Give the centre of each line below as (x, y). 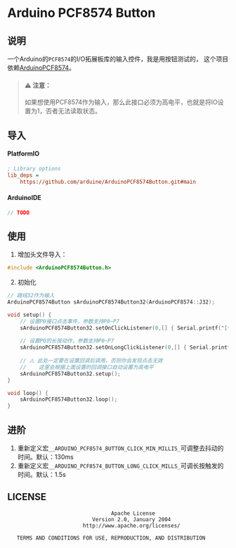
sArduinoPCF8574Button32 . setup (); (70, 374)
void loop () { (28, 393)
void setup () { (29, 315)
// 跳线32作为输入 (31, 296)
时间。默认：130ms (45, 457)
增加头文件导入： (42, 254)
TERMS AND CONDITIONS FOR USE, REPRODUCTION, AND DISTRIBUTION (111, 538)
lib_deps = (23, 175)
